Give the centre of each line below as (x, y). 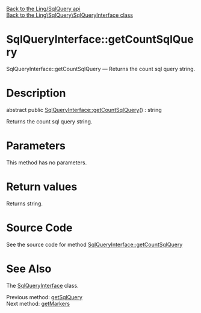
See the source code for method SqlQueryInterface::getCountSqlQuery (94, 244)
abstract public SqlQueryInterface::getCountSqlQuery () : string (84, 110)
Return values (42, 187)
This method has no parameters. (47, 163)
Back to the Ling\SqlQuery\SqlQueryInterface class (70, 15)
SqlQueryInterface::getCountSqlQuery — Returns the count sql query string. (101, 69)
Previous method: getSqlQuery (45, 297)
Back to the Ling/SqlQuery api (43, 9)
